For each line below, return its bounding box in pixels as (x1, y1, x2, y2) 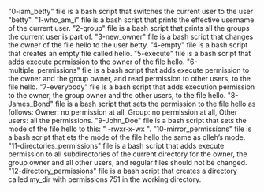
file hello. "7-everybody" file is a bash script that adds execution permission (8, 82, 255, 92)
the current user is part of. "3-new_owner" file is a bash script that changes (8, 32, 254, 41)
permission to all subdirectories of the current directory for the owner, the (8, 149, 247, 159)
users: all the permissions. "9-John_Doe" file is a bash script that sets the (8, 116, 247, 125)
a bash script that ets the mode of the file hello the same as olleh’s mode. (8, 133, 246, 141)
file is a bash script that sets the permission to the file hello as (54, 99, 256, 108)
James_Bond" (8, 99, 54, 108)
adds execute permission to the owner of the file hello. (8, 57, 185, 66)
